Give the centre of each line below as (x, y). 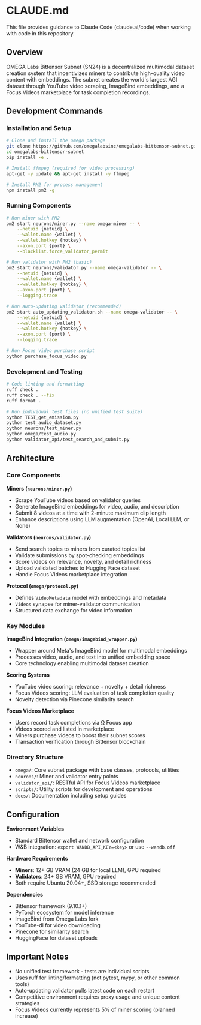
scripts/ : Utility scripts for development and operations (83, 789)
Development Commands (55, 111)
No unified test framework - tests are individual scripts (82, 971)
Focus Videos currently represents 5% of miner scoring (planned (95, 1009)
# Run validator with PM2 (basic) (49, 262)
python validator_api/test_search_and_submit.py (68, 440)
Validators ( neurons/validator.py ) (49, 537)
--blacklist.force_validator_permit (63, 251)
